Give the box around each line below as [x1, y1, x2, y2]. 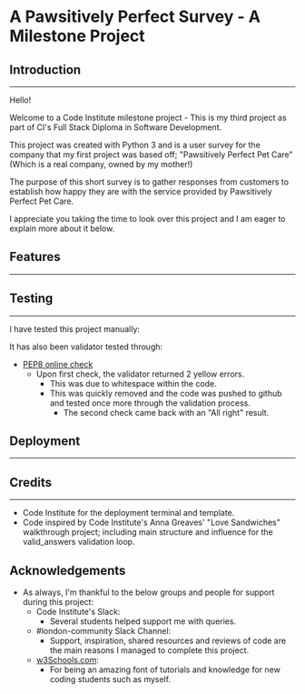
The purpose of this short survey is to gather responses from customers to [9, 176, 289, 187]
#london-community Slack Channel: [35, 626, 172, 637]
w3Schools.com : [35, 655, 100, 666]
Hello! [9, 95, 32, 106]
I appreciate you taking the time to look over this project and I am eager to [9, 214, 286, 224]
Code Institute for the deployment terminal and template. [22, 508, 235, 518]
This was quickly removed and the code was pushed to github [49, 387, 283, 398]
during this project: [22, 597, 93, 608]
